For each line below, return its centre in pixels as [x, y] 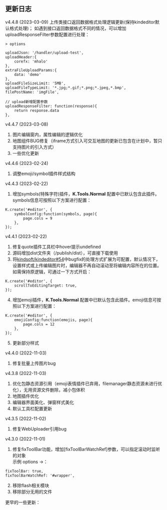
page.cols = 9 [38, 218]
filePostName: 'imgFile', [32, 92]
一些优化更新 [25, 153]
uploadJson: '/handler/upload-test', [44, 52]
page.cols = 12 [39, 324]
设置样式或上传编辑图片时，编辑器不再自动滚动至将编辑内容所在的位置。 [87, 265]
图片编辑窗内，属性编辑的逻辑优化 [47, 134]
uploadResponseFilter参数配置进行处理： [47, 34]
